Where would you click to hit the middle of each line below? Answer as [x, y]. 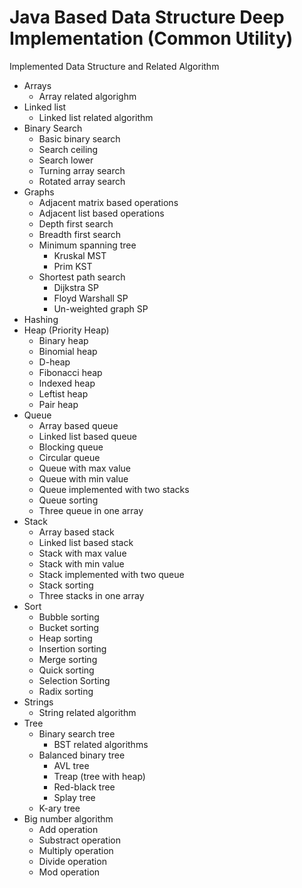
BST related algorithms [101, 744]
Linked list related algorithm [96, 117]
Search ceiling [68, 149]
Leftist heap [63, 393]
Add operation [68, 829]
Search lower [66, 160]
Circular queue [69, 457]
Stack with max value [82, 553]
